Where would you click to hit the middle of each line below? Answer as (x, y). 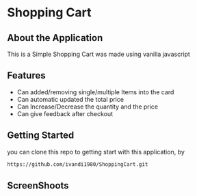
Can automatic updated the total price (70, 99)
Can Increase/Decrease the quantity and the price (88, 107)
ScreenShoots (38, 185)
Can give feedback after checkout (65, 113)
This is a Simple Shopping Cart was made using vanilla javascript (98, 54)
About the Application (55, 38)
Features (26, 75)
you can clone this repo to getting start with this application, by (96, 152)
